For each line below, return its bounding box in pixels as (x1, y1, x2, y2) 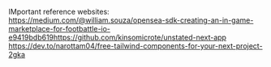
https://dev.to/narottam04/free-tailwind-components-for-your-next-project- (8, 41, 263, 51)
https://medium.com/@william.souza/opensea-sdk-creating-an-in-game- (8, 15, 254, 25)
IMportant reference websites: (8, 7, 110, 16)
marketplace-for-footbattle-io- (8, 24, 111, 33)
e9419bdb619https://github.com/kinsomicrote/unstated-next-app (8, 32, 227, 42)
